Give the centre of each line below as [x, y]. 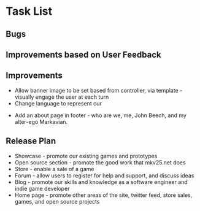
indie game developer [42, 188]
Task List [29, 11]
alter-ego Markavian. [41, 121]
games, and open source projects [57, 201]
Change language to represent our [58, 103]
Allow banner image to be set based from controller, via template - [98, 90]
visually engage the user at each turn [62, 97]
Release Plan [31, 141]
